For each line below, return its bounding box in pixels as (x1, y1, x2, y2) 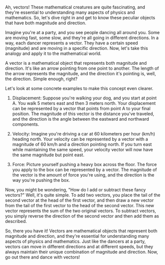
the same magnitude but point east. (12, 152, 85, 158)
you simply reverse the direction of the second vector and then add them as (5, 213, 159, 219)
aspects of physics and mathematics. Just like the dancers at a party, (5, 238, 146, 244)
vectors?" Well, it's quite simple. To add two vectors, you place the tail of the (5, 192, 161, 198)
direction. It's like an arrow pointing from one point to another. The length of (5, 65, 159, 71)
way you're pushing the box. (12, 177, 70, 183)
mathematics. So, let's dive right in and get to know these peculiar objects (5, 15, 155, 20)
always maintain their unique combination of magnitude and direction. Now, (5, 249, 159, 255)
